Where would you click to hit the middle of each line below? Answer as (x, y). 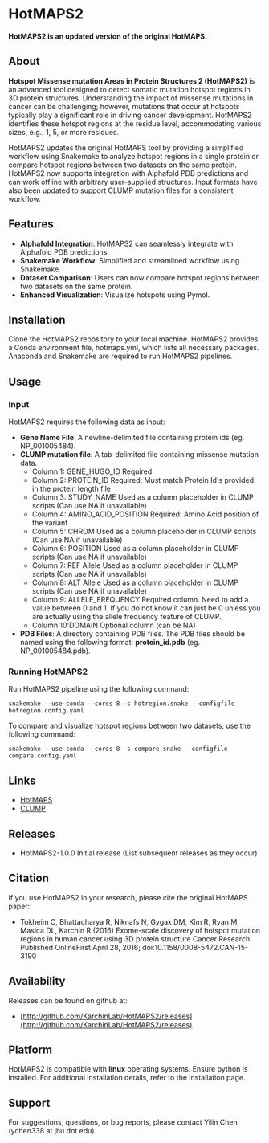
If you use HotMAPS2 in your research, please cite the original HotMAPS (128, 897)
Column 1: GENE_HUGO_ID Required (92, 471)
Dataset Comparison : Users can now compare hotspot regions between (140, 277)
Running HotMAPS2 (48, 672)
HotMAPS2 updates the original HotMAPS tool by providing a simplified (126, 147)
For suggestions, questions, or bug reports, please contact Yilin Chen (123, 1122)
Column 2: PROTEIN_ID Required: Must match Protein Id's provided (143, 480)
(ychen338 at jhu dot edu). (53, 1131)
